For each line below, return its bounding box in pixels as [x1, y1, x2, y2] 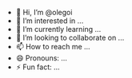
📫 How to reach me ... [15, 42, 90, 51]
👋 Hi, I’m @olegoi [15, 8, 73, 17]
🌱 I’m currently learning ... [15, 25, 102, 33]
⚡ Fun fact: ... [15, 62, 60, 72]
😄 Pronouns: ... [15, 53, 68, 63]
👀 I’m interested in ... [15, 16, 84, 25]
